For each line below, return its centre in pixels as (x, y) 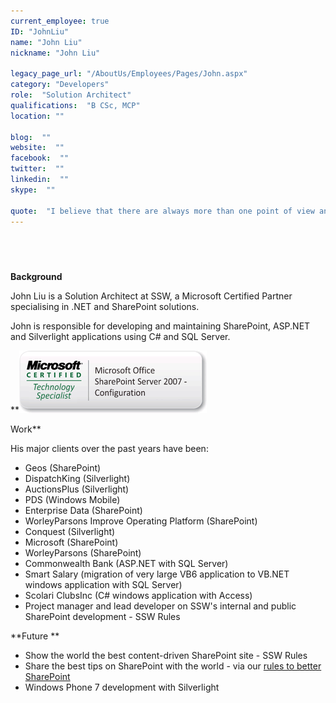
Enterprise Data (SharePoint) (83, 511)
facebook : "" (40, 158)
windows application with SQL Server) (103, 585)
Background (36, 277)
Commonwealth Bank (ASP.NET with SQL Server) (126, 564)
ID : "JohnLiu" (40, 31)
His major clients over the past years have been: (109, 449)
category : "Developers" (60, 85)
